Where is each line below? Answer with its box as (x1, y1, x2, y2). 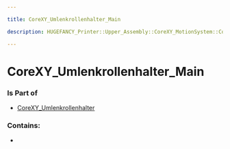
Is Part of (7, 88, 38, 98)
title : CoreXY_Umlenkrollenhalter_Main (7, 16, 121, 23)
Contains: (7, 120, 41, 130)
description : (7, 28, 44, 35)
